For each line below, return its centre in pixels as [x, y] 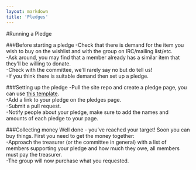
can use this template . [33, 93]
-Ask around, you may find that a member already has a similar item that [93, 57]
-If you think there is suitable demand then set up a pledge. [78, 76]
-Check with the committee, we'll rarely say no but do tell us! [79, 70]
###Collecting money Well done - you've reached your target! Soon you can [98, 130]
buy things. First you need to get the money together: [70, 136]
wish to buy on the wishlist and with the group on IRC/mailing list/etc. [89, 51]
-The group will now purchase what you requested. [68, 161]
